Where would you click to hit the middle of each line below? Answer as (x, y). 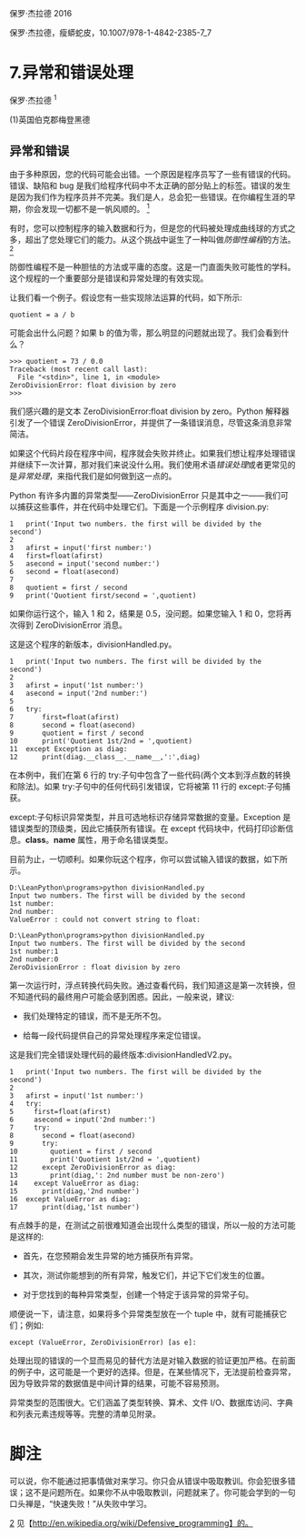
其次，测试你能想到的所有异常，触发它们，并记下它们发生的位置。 (146, 1275)
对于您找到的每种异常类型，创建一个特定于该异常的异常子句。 (138, 1295)
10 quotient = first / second (81, 1152)
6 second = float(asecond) (64, 572)
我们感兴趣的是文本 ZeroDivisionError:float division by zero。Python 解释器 (149, 411)
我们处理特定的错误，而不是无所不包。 (94, 1016)
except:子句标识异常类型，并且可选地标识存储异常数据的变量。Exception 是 (150, 818)
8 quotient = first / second (69, 588)
